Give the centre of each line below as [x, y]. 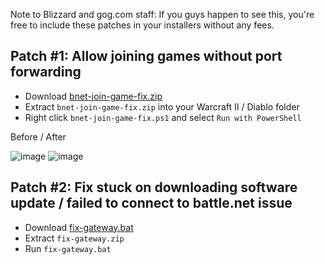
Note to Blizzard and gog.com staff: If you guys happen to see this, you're [162, 14]
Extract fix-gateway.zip [74, 238]
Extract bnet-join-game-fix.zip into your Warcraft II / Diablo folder [162, 106]
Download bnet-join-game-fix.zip [93, 96]
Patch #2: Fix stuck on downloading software [154, 187]
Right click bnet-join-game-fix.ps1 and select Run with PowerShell [163, 117]
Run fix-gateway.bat [68, 248]
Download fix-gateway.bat [79, 227]
